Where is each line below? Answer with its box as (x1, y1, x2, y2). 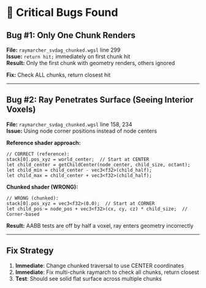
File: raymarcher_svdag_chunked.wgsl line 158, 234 (6, 120, 133, 128)
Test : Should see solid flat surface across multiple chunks (15, 274, 162, 282)
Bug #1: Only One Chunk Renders (6, 30, 136, 41)
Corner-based (6, 211, 40, 217)
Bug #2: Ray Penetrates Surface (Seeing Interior (6, 95, 194, 105)
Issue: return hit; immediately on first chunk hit (6, 53, 131, 60)
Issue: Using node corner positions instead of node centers (6, 127, 158, 134)
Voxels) (6, 104, 36, 115)
